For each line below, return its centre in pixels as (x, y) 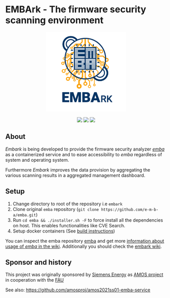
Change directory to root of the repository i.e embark (68, 204)
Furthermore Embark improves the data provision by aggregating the (78, 169)
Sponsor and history (38, 262)
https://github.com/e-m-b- (130, 209)
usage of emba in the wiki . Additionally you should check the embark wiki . (84, 246)
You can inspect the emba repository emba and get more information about (85, 241)
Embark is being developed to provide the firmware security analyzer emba (85, 149)
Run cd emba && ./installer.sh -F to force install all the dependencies (88, 220)
